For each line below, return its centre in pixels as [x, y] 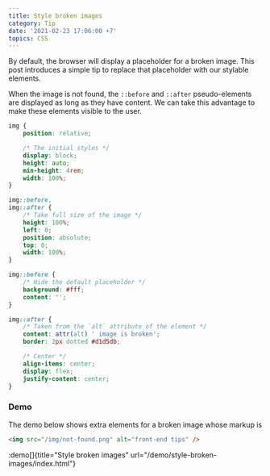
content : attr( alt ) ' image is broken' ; [91, 334]
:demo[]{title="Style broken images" [69, 455]
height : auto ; [46, 163]
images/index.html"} [42, 463]
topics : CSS [28, 38]
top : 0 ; [35, 245]
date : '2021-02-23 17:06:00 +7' [62, 31]
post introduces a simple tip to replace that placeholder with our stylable [129, 70]
